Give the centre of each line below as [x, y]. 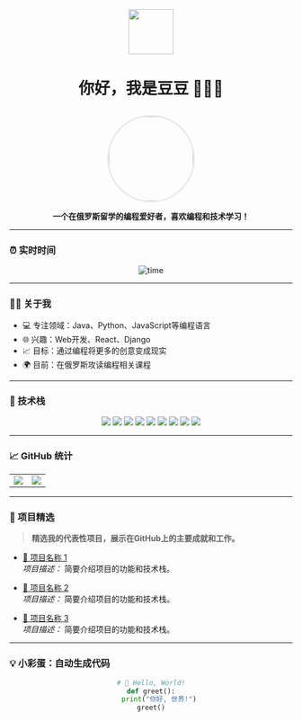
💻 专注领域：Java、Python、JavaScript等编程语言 [116, 325]
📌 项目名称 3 [45, 619]
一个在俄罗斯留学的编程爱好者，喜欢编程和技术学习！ [151, 216]
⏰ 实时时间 [33, 250]
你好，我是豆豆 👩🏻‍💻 [151, 89]
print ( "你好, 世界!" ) [159, 699]
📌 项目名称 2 [45, 588]
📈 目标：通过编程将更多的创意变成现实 [94, 351]
